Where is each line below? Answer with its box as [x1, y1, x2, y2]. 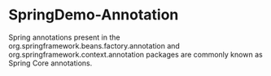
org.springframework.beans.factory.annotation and [8, 40, 181, 50]
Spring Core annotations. [8, 58, 93, 68]
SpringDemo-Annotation [8, 6, 179, 24]
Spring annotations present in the [8, 32, 120, 42]
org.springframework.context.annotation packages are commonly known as [8, 49, 263, 59]
